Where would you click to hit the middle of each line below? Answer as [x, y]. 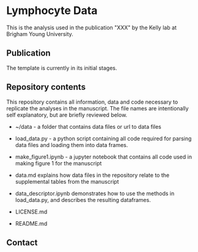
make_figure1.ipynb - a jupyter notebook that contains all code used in [104, 157]
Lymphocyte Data [52, 11]
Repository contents [46, 87]
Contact [22, 243]
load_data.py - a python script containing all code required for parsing [103, 139]
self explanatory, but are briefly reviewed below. [67, 115]
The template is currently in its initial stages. [62, 68]
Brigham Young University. [40, 34]
